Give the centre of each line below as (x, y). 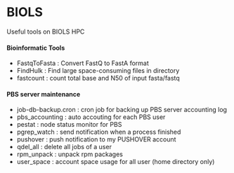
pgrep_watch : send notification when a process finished (99, 132)
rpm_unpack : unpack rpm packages (70, 154)
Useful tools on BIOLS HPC (46, 32)
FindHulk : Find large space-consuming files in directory (98, 71)
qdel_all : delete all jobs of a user (64, 147)
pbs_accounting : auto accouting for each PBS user (91, 117)
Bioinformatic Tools (36, 48)
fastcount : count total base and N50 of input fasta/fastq (98, 78)
